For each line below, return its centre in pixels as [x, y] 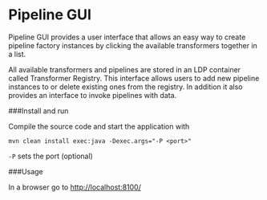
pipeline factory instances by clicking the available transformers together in [133, 45]
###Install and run [38, 111]
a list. [17, 54]
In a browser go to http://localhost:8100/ [75, 187]
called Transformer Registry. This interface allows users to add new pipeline [134, 78]
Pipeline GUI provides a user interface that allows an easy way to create [127, 37]
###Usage [26, 171]
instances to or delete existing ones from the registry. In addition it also [125, 87]
